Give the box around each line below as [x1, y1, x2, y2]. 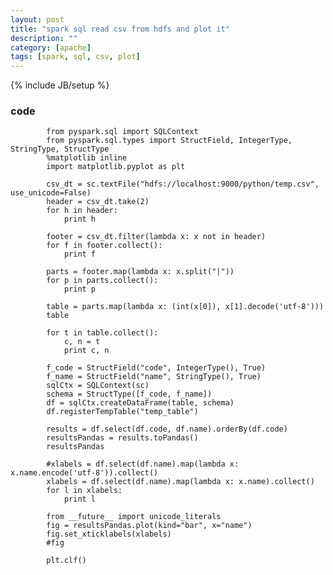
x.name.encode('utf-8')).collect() [10, 468, 159, 478]
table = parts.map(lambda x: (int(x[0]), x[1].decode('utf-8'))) [46, 302, 325, 312]
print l [63, 494, 97, 505]
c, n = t [63, 337, 101, 347]
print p [63, 284, 97, 295]
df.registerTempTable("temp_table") [46, 407, 199, 417]
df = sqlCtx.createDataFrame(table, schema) [46, 398, 235, 408]
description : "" [10, 33, 78, 43]
